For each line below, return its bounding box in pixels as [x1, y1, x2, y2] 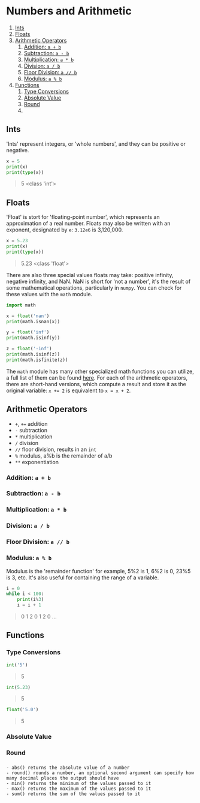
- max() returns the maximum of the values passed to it [6, 786, 151, 792]
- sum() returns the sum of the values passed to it [6, 791, 141, 797]
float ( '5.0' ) [6, 706, 39, 713]
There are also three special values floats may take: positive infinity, [6, 271, 174, 278]
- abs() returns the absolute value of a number [6, 765, 130, 771]
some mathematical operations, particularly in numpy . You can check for [6, 284, 182, 291]
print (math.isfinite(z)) [6, 357, 68, 363]
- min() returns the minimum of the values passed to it [6, 781, 151, 787]
